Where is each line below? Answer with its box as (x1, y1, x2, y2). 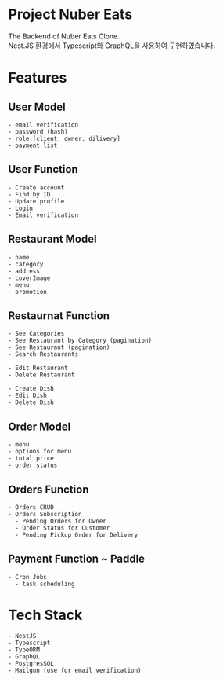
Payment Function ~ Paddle (8, 552, 146, 566)
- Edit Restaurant (8, 364, 68, 372)
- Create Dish (8, 385, 55, 393)
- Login (8, 204, 34, 212)
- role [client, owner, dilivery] (8, 134, 121, 142)
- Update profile (8, 197, 65, 205)
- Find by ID (8, 190, 51, 198)
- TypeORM (8, 646, 41, 654)
